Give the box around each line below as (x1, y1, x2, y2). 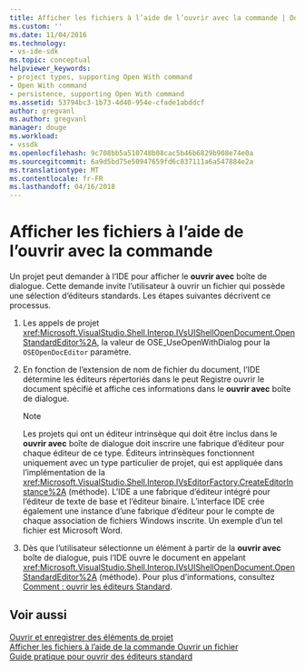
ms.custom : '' (9, 22, 64, 31)
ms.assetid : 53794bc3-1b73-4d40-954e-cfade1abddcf (9, 97, 205, 107)
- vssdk (9, 140, 39, 149)
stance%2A (22, 486, 67, 497)
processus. (9, 300, 52, 311)
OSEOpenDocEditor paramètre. (22, 346, 132, 357)
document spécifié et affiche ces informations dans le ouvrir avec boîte (22, 384, 291, 395)
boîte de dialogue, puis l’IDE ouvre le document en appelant (22, 552, 247, 564)
